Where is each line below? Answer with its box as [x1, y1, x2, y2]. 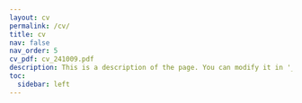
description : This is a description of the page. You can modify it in [9, 64, 283, 73]
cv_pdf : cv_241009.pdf [9, 55, 94, 64]
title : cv [9, 30, 47, 39]
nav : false [9, 38, 50, 47]
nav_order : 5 [9, 47, 58, 56]
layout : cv [9, 13, 50, 22]
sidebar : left [17, 80, 70, 89]
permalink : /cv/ [9, 21, 70, 30]
